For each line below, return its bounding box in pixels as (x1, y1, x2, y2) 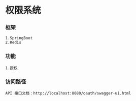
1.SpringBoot (5, 36, 33, 41)
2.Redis (5, 40, 22, 45)
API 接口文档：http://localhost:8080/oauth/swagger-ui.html (5, 91, 131, 96)
